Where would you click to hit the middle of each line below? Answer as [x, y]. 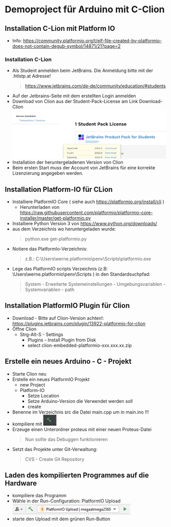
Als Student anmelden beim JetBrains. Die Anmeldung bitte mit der [83, 71]
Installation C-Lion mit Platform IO [60, 28]
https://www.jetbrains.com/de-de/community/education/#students [95, 86]
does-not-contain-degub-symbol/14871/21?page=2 [66, 46]
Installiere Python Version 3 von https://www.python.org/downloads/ [84, 224]
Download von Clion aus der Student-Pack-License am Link [75, 102]
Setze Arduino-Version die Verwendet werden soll [80, 401]
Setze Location [43, 396]
